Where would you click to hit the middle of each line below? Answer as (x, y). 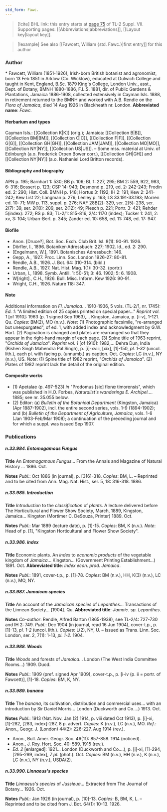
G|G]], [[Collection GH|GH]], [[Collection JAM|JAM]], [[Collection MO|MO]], (83, 143)
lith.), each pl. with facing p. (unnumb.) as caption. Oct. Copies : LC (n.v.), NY (84, 354)
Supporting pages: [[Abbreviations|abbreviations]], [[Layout (79, 29)
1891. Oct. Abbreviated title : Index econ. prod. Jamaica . (63, 565)
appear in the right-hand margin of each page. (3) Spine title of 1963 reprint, (83, 338)
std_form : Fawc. (22, 10)
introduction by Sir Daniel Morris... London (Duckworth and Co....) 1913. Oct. (83, 708)
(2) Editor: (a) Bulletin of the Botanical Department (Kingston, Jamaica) (85, 403)
